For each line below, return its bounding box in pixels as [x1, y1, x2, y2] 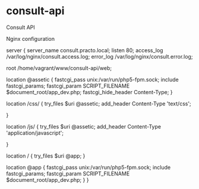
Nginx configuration [6, 35, 55, 42]
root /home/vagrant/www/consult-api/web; [6, 64, 112, 72]
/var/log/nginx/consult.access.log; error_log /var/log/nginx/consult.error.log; [6, 53, 193, 60]
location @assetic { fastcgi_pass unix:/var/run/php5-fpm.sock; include [6, 76, 179, 83]
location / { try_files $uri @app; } [6, 152, 86, 159]
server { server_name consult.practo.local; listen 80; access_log [6, 46, 163, 54]
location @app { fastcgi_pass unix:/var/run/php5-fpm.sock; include [6, 164, 171, 171]
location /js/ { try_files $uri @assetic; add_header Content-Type [6, 123, 162, 130]
